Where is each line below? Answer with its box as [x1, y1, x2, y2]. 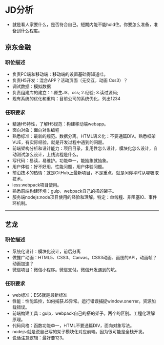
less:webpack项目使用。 [12, 182, 62, 188]
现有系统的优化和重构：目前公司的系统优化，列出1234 [12, 96, 121, 101]
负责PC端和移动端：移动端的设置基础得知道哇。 [12, 71, 108, 77]
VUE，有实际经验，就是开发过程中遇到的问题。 [12, 139, 107, 145]
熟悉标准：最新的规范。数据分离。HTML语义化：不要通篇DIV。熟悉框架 [12, 133, 156, 139]
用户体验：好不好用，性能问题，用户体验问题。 [12, 163, 106, 169]
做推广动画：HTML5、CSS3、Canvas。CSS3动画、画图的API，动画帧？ [12, 254, 157, 260]
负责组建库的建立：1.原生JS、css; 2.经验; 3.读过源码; [12, 89, 119, 95]
